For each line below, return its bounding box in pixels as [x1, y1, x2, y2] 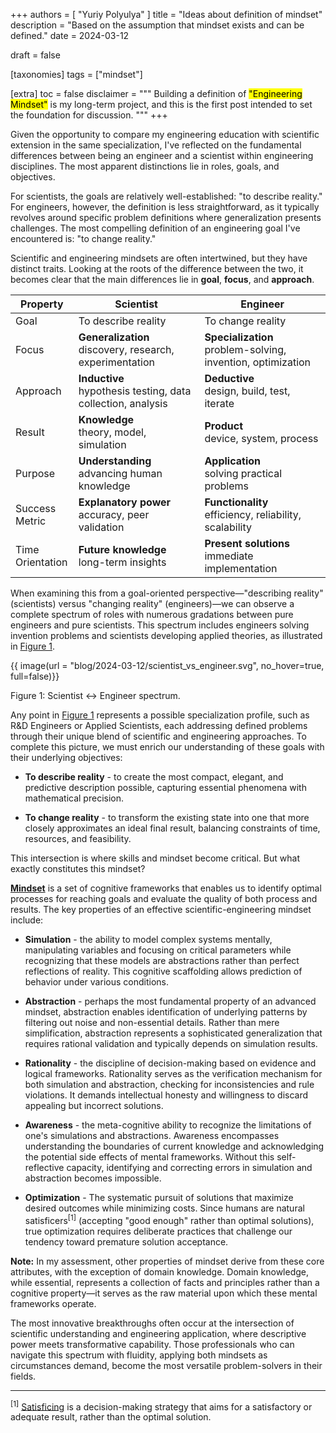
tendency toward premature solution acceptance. [24, 1235, 229, 1248]
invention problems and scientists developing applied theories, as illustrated [10, 630, 323, 641]
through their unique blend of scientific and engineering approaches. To [10, 730, 307, 742]
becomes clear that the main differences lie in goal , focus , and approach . [10, 274, 315, 285]
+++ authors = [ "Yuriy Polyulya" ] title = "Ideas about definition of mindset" [10, 9, 323, 20]
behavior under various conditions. [24, 976, 169, 988]
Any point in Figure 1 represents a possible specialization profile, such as [10, 709, 310, 721]
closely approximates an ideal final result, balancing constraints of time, [24, 822, 321, 834]
